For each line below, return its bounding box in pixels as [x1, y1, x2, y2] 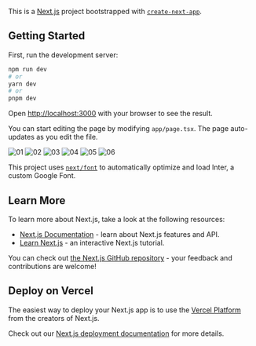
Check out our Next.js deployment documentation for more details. [8, 329, 225, 338]
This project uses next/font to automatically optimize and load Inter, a [8, 162, 235, 172]
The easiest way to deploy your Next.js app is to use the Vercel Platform [8, 305, 242, 315]
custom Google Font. [8, 171, 76, 180]
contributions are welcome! [8, 262, 97, 271]
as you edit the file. [36, 133, 98, 142]
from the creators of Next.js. [8, 313, 100, 322]
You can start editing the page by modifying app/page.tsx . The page [8, 124, 229, 133]
